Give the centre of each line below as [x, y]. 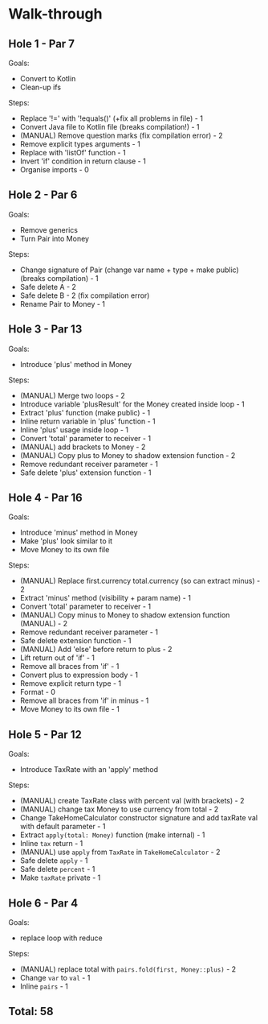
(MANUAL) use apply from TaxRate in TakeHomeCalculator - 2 [120, 852]
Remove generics [49, 229]
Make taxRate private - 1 [60, 877]
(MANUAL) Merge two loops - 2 [73, 395]
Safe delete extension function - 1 [75, 641]
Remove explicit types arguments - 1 [80, 144]
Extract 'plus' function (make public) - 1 [85, 412]
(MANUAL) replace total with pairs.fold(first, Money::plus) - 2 [128, 969]
